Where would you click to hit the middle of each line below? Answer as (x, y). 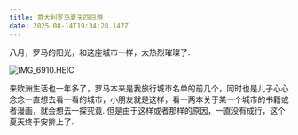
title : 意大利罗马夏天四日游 (56, 17)
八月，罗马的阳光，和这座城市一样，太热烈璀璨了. (100, 52)
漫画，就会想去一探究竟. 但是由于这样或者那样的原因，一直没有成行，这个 (151, 110)
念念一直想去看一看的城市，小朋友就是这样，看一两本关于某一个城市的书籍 (145, 99)
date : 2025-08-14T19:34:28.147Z (69, 26)
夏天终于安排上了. (42, 122)
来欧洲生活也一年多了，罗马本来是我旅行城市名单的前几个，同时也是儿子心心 (149, 88)
